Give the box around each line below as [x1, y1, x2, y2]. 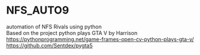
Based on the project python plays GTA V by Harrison [6, 29, 138, 36]
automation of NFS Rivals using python [6, 23, 102, 30]
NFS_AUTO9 [6, 4, 69, 17]
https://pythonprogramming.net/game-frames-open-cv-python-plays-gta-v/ [6, 35, 194, 43]
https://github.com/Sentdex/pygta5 [6, 42, 93, 49]
